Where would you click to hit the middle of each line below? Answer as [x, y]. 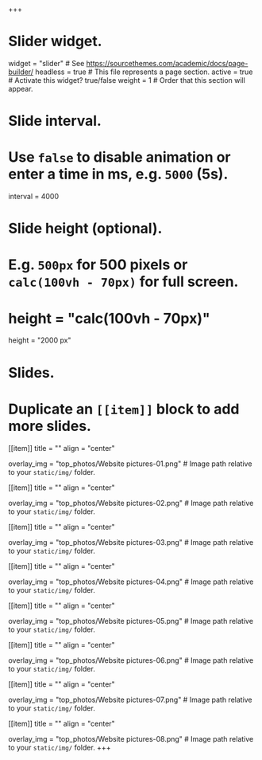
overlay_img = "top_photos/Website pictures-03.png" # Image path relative [131, 542]
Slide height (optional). [85, 229]
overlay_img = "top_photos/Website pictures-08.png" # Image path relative [131, 738]
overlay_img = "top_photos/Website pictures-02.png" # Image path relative [131, 503]
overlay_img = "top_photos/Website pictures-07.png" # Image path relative [130, 699]
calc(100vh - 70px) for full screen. [123, 282]
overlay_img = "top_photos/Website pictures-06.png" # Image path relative [131, 660]
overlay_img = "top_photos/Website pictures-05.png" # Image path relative [131, 621]
